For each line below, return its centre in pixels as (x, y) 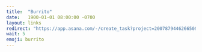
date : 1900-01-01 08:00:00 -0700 (51, 17)
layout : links (24, 23)
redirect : (19, 28)
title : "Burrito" (29, 12)
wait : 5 (16, 34)
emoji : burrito (25, 39)
